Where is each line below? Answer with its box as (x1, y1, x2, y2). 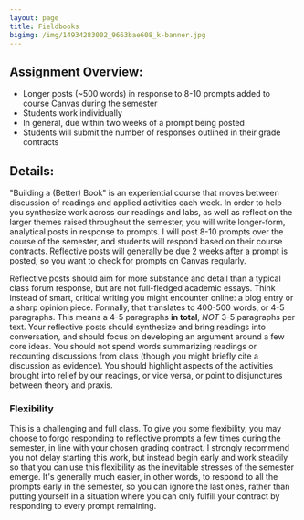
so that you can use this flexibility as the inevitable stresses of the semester (9, 462, 295, 473)
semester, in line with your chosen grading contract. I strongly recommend (9, 442, 290, 453)
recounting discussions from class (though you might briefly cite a (9, 350, 258, 361)
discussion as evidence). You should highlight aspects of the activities (9, 360, 274, 370)
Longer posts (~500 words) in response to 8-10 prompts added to (22, 88, 271, 99)
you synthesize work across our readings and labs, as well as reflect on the (9, 207, 293, 217)
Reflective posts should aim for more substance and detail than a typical (9, 273, 281, 284)
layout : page (9, 13, 59, 23)
